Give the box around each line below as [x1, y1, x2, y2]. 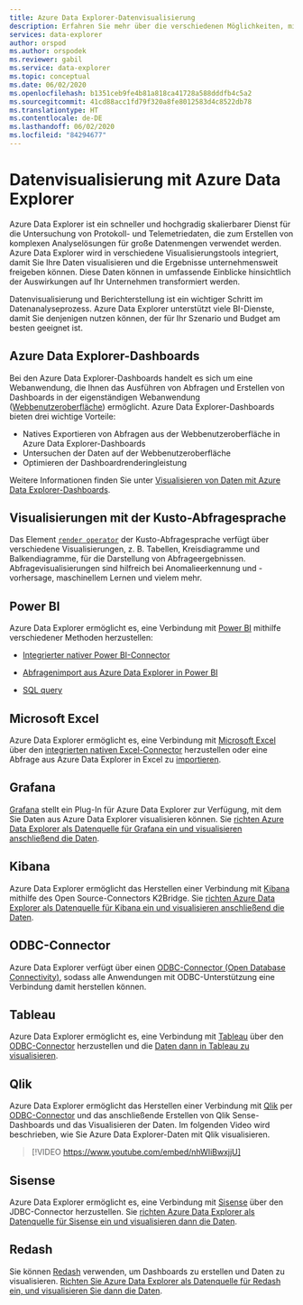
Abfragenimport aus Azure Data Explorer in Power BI [22, 667, 218, 678]
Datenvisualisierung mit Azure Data [9, 170, 281, 190]
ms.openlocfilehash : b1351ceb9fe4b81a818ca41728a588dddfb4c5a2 [9, 88, 252, 97]
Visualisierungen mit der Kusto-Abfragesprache [9, 511, 287, 526]
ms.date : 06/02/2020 [9, 80, 87, 89]
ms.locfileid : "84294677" [9, 131, 106, 140]
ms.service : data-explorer [9, 64, 111, 73]
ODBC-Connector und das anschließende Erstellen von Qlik [9, 1110, 231, 1121]
